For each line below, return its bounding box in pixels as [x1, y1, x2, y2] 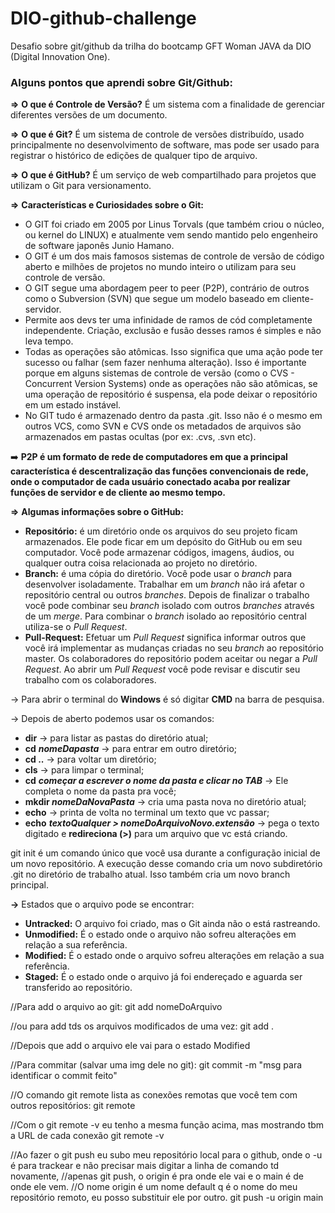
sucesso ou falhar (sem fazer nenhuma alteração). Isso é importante [24, 357, 307, 369]
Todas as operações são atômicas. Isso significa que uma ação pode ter [24, 346, 323, 358]
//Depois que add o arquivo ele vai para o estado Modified [10, 1040, 251, 1052]
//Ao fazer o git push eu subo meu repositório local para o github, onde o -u [10, 1149, 323, 1161]
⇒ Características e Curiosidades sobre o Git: [10, 199, 205, 211]
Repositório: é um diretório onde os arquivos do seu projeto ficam [24, 525, 298, 537]
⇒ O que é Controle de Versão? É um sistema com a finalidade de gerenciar [10, 98, 325, 111]
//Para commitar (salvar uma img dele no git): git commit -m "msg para [10, 1059, 303, 1071]
